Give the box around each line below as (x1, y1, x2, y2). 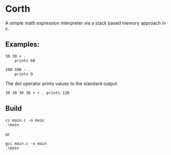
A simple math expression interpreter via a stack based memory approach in (5, 20, 166, 26)
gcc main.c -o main (5, 141, 47, 146)
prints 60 (14, 58, 36, 63)
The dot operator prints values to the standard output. (5, 80, 119, 87)
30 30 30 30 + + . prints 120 (5, 90, 70, 95)
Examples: (5, 40, 40, 49)
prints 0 (14, 71, 33, 76)
